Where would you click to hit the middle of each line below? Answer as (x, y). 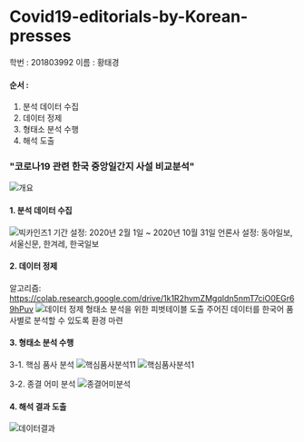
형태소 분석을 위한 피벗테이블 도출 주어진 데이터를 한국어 (185, 309)
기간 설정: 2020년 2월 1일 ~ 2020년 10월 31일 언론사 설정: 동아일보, (173, 232)
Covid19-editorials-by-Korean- (129, 17)
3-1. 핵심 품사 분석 (42, 365)
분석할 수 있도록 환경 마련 (78, 320)
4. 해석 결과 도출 (38, 407)
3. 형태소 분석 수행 (42, 343)
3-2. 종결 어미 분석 (43, 384)
